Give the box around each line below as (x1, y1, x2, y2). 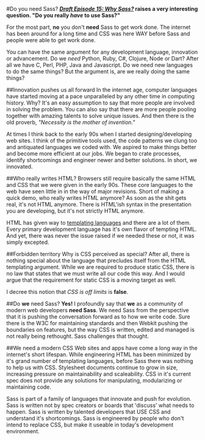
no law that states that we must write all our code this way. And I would (6, 270, 185, 277)
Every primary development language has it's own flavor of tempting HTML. (6, 226, 197, 233)
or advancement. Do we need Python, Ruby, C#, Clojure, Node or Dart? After (6, 55, 199, 62)
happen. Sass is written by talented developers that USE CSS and (6, 408, 171, 415)
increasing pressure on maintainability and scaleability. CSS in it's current (6, 370, 191, 378)
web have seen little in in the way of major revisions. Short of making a (6, 188, 184, 195)
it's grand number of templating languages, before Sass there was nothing (6, 358, 193, 364)
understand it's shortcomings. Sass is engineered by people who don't (6, 415, 184, 422)
